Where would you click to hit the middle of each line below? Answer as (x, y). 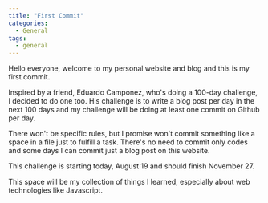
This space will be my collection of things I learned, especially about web (129, 182)
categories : (28, 23)
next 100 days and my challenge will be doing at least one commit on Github (134, 110)
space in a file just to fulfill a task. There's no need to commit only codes (128, 142)
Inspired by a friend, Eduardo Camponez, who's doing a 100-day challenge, (133, 92)
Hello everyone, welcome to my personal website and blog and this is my (129, 68)
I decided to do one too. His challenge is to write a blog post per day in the (132, 101)
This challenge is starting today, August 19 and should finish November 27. (132, 166)
